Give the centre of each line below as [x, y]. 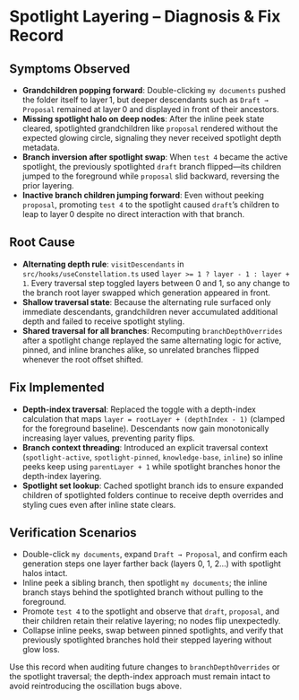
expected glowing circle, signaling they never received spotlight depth [152, 138]
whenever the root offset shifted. [83, 359]
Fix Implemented [57, 388]
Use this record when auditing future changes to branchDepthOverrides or [145, 667]
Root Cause [43, 243]
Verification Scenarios [73, 533]
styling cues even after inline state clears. [99, 504]
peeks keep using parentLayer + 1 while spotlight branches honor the [151, 466]
